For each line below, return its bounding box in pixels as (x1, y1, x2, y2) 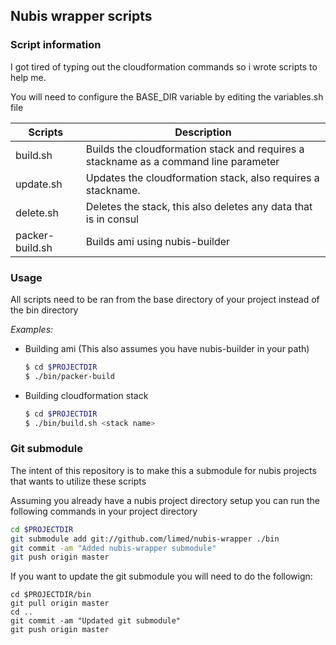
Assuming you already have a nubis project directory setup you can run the (10, 494, 321, 506)
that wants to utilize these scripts (10, 475, 147, 487)
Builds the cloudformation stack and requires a (85, 142, 305, 156)
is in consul (85, 212, 139, 226)
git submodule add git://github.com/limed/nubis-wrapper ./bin (10, 534, 280, 544)
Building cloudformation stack (24, 389, 149, 401)
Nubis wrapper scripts (10, 8, 153, 25)
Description (174, 125, 232, 139)
